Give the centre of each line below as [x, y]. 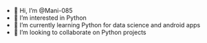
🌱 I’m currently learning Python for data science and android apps [107, 25]
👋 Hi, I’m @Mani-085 [43, 11]
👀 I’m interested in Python [50, 18]
